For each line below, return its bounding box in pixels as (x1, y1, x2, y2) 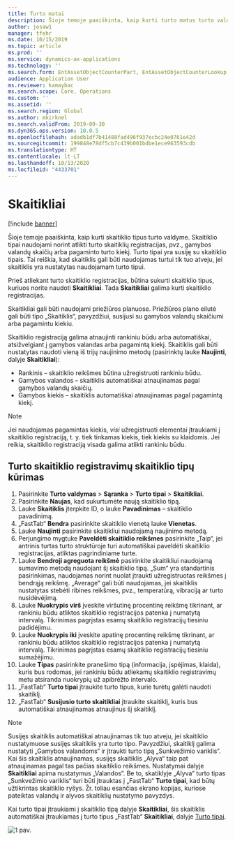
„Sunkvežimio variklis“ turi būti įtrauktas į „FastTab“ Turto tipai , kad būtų (8, 777, 215, 785)
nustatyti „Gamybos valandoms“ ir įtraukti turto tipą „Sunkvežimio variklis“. (8, 747, 221, 755)
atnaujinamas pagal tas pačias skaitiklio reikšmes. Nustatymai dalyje (8, 762, 204, 770)
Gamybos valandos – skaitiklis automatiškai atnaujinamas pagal (17, 376, 200, 384)
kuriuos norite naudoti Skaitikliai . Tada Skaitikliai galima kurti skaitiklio (8, 284, 211, 292)
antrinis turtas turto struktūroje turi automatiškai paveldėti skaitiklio (17, 542, 210, 550)
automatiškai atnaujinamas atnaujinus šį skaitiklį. (17, 705, 158, 713)
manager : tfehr (8, 29, 52, 37)
